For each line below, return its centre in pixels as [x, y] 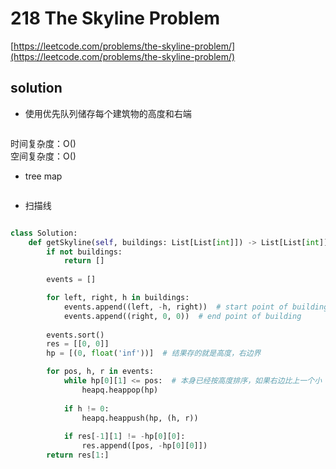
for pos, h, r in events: [100, 372]
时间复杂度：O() [43, 143]
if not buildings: [84, 252]
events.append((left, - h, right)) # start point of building [196, 307]
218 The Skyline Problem [115, 18]
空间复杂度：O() [43, 156]
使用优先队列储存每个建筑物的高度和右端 [108, 113]
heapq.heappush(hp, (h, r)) [140, 418]
